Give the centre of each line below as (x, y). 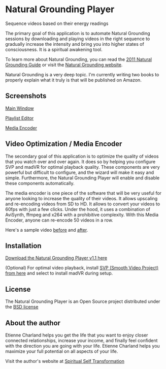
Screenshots (26, 96)
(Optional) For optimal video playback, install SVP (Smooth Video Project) (82, 268)
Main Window (20, 108)
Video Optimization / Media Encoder (64, 144)
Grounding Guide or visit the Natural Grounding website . (64, 65)
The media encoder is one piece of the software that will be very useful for (83, 193)
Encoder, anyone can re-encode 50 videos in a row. (59, 220)
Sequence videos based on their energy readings (57, 23)
